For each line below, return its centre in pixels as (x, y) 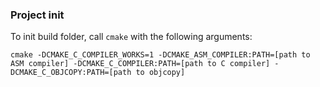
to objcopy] (160, 73)
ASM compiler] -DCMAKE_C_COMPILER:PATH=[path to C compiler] (140, 64)
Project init (37, 15)
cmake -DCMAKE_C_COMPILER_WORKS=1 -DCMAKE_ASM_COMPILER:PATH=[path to (160, 55)
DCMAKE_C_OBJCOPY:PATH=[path (71, 73)
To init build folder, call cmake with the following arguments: (131, 37)
